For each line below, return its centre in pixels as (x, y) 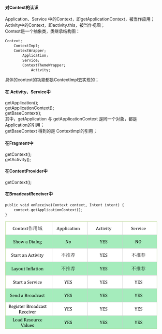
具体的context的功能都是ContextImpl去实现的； (52, 80)
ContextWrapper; (30, 51)
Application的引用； (25, 125)
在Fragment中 (19, 143)
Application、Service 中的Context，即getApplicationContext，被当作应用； (80, 19)
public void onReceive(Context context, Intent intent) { (65, 205)
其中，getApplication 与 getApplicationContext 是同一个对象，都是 (71, 119)
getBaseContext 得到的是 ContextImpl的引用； (51, 131)
